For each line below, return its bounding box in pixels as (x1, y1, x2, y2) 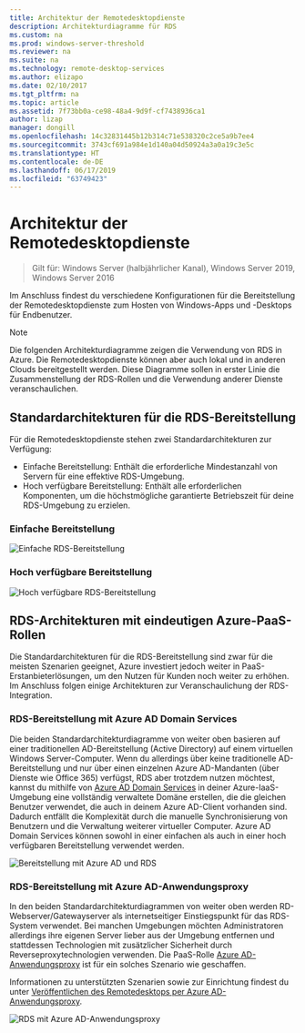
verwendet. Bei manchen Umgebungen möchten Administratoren (39, 920, 284, 931)
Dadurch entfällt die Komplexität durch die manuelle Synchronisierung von (9, 811, 289, 822)
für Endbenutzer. (9, 309, 73, 320)
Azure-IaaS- (232, 782, 280, 793)
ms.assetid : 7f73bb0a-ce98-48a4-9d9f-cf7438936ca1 (9, 106, 206, 116)
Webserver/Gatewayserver (9, 911, 111, 921)
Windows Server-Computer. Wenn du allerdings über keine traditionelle (9, 753, 277, 764)
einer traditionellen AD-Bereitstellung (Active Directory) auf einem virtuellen (9, 743, 294, 754)
